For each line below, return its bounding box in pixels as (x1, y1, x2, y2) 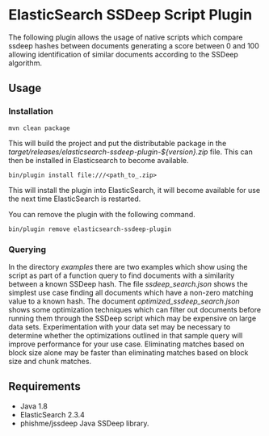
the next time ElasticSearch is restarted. (8, 194, 141, 203)
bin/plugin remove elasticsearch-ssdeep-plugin (8, 224, 172, 233)
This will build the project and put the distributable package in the (8, 138, 227, 148)
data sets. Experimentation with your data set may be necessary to (8, 321, 231, 332)
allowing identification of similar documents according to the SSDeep (8, 49, 238, 59)
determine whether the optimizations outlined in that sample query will (8, 330, 243, 340)
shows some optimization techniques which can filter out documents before (8, 304, 261, 314)
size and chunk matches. (8, 356, 91, 366)
